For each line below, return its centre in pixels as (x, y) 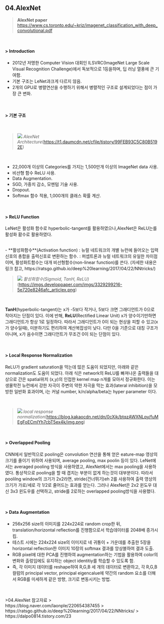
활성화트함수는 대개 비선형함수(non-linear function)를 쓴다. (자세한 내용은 (86, 262)
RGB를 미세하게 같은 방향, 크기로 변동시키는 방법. (64, 579)
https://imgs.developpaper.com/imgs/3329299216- (70, 284)
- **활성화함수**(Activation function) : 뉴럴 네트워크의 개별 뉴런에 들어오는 (77, 250)
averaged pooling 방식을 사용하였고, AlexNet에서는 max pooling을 (79, 467)
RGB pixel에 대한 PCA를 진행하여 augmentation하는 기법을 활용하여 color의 (85, 555)
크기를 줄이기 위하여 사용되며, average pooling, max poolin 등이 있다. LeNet (79, 460)
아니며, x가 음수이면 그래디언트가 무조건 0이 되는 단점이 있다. (63, 334)
